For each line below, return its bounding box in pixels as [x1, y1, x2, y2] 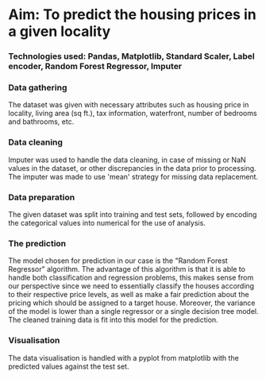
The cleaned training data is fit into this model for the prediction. [8, 315, 218, 325]
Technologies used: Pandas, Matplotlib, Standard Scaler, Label [8, 51, 256, 62]
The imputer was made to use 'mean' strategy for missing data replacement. [8, 172, 259, 181]
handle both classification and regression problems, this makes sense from [8, 273, 254, 283]
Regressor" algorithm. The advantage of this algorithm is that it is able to [8, 265, 246, 274]
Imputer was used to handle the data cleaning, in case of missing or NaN [8, 155, 246, 164]
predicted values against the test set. [8, 362, 129, 371]
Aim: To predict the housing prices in [8, 6, 256, 24]
